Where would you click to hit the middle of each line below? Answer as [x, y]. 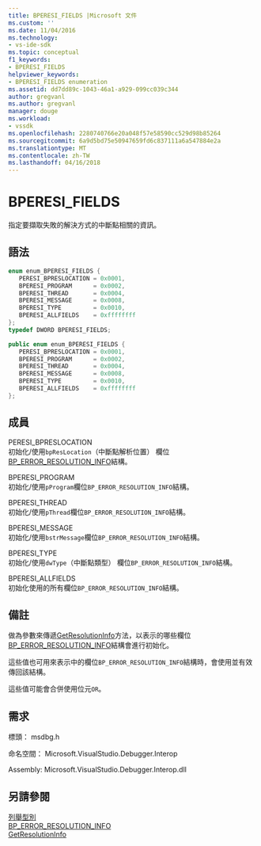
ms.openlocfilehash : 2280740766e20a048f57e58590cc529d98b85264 [115, 133]
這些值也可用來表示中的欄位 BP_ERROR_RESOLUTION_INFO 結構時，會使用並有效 [130, 662]
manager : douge [33, 112]
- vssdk [21, 126]
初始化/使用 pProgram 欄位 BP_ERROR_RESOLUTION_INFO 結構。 [101, 486]
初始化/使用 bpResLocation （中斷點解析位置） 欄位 [89, 452]
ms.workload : [30, 119]
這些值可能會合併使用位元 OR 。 [57, 689]
